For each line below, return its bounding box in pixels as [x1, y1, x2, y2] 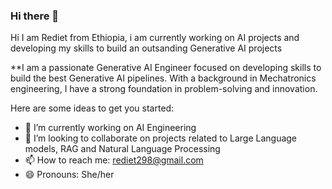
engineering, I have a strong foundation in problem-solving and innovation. [10, 83, 318, 95]
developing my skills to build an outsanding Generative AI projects [10, 42, 283, 54]
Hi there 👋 [10, 9, 60, 23]
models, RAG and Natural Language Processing [24, 143, 221, 155]
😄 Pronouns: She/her [24, 169, 115, 181]
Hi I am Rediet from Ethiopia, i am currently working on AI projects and [10, 32, 300, 44]
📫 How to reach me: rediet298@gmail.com [24, 154, 204, 166]
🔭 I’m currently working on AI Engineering [24, 122, 197, 134]
